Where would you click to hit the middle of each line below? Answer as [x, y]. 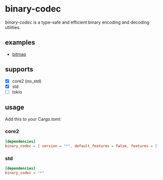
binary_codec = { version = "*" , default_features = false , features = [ [81, 146]
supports [19, 69]
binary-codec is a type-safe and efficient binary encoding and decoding [77, 22]
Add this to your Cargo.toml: [33, 119]
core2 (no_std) [27, 81]
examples [20, 43]
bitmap [19, 54]
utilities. [13, 27]
